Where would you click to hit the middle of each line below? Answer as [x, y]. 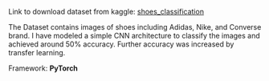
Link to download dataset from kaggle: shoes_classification [106, 12]
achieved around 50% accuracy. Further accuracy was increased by [121, 44]
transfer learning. [37, 53]
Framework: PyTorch [43, 68]
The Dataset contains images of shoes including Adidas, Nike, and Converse [135, 27]
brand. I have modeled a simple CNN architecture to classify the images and [134, 36]
